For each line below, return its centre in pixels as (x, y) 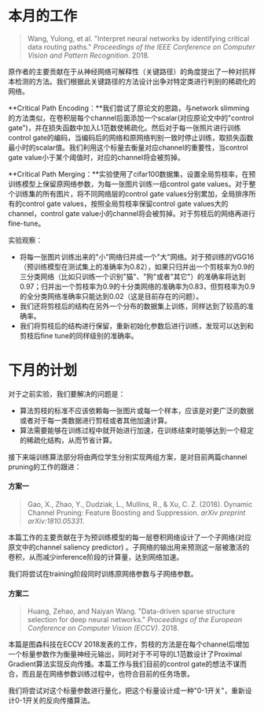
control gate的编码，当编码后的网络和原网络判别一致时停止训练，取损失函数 (131, 137)
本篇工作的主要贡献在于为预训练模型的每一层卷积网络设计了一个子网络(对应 (130, 538)
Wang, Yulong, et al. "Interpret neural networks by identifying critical (138, 38)
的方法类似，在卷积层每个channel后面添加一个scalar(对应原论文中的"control (131, 117)
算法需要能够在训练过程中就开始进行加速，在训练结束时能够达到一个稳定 (136, 430)
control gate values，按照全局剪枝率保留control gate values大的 (125, 203)
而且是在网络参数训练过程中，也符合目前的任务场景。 (108, 674)
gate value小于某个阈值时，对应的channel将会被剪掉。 (96, 157)
